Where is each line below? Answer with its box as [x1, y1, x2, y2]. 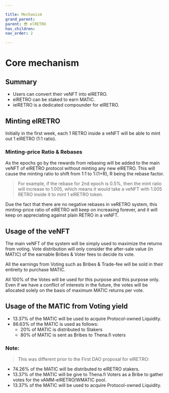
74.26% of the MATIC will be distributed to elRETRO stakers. [12, 366, 140, 372]
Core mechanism [5, 57, 79, 69]
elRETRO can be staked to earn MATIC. [12, 96, 95, 102]
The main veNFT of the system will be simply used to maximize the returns [5, 241, 162, 247]
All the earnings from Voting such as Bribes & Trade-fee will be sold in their [5, 261, 163, 268]
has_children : [5, 26, 36, 31]
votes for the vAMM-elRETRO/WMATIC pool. [12, 377, 107, 383]
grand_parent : [5, 16, 36, 22]
